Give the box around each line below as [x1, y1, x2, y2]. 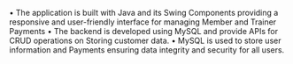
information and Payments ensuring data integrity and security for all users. [9, 45, 285, 55]
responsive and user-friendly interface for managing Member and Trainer [9, 17, 277, 27]
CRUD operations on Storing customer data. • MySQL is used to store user [9, 35, 281, 46]
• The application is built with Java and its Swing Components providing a [9, 8, 279, 18]
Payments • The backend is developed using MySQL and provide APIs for [9, 26, 279, 36]
